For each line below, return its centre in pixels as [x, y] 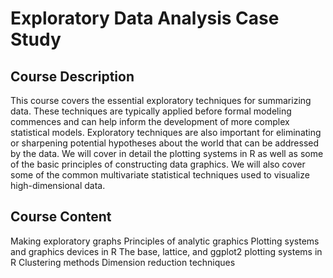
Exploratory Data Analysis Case [145, 18]
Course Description [72, 76]
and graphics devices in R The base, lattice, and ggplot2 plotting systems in [166, 251]
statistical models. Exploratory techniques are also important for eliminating [166, 132]
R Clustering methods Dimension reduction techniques [123, 262]
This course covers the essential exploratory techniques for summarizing [161, 100]
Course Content [61, 217]
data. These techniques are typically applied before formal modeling [151, 111]
